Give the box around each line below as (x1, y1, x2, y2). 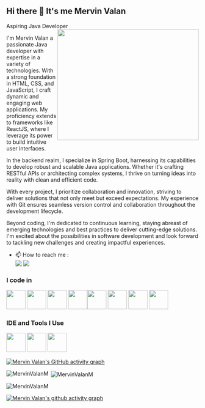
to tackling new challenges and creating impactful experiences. (6, 239, 166, 246)
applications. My (6, 105, 48, 113)
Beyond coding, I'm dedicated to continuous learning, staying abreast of (6, 219, 188, 226)
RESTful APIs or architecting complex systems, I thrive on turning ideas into (6, 169, 196, 177)
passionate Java (6, 40, 48, 48)
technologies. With (6, 67, 54, 74)
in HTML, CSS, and (6, 80, 54, 87)
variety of (6, 60, 31, 67)
